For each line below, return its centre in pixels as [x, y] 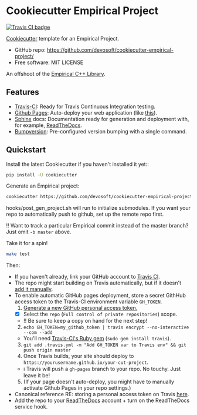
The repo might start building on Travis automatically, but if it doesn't [98, 283]
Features [23, 92]
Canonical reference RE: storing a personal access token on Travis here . [102, 394]
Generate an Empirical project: [43, 186]
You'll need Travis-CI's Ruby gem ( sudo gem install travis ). [97, 339]
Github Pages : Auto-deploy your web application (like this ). [86, 112]
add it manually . [34, 289]
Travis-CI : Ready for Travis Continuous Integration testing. [85, 106]
